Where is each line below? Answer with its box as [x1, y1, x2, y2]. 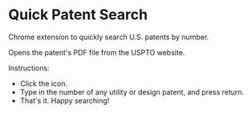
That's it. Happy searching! [19, 95, 110, 105]
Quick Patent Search [8, 6, 148, 24]
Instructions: [8, 63, 50, 73]
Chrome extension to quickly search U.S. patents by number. [8, 32, 209, 42]
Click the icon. [19, 79, 68, 88]
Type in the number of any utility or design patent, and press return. [19, 87, 245, 97]
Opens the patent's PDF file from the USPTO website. [8, 47, 185, 57]
